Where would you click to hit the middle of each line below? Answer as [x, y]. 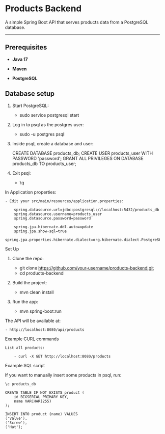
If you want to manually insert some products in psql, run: [63, 375]
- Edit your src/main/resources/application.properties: [65, 201]
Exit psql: [21, 173]
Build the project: [29, 282]
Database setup [30, 94]
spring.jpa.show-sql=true [41, 231]
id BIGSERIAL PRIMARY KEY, [41, 397]
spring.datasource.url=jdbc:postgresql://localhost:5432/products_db [87, 210]
